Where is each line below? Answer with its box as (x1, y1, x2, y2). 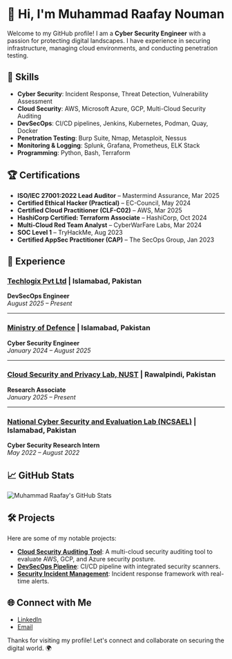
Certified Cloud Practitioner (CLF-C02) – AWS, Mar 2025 (17, 206, 183, 214)
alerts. (31, 577, 50, 585)
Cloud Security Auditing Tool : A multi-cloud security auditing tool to (17, 547, 213, 556)
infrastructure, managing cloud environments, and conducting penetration (7, 44, 218, 52)
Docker (17, 126, 39, 134)
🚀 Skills (7, 71, 39, 83)
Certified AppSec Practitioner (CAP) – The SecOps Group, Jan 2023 (17, 235, 215, 244)
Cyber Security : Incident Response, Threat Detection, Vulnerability (17, 89, 209, 98)
